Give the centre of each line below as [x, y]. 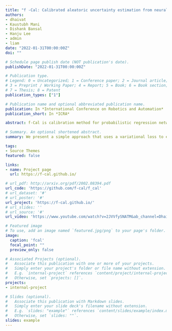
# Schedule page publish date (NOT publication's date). [67, 62]
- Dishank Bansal [24, 29]
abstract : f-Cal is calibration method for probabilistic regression [81, 123]
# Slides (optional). [28, 297]
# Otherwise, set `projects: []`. [44, 278]
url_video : [17, 217]
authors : [15, 15]
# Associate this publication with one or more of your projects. [80, 264]
